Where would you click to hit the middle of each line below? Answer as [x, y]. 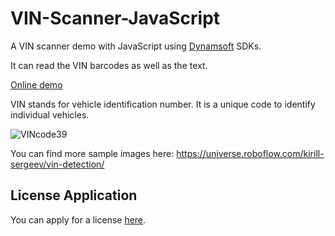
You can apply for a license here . [78, 219]
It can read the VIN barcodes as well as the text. [109, 65]
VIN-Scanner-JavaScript [115, 18]
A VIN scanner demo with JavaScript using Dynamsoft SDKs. [136, 46]
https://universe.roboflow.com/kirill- [250, 153]
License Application [74, 195]
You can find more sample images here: [92, 153]
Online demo [36, 84]
